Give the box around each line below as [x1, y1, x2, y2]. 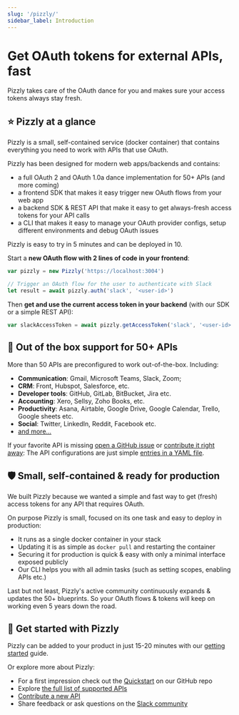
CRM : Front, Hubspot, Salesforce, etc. [17, 381, 130, 390]
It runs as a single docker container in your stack [17, 535, 162, 544]
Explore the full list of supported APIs [17, 684, 128, 693]
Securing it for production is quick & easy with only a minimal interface [17, 550, 226, 559]
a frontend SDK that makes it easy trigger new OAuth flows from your [17, 188, 223, 197]
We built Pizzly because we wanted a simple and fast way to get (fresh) [7, 493, 218, 501]
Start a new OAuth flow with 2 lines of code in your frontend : [7, 254, 190, 262]
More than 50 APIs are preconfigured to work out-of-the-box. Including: [7, 360, 219, 369]
